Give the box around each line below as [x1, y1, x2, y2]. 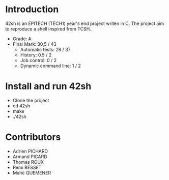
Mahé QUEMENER [12, 169, 51, 176]
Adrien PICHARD [12, 148, 48, 154]
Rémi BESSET [12, 164, 42, 170]
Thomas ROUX [12, 159, 44, 165]
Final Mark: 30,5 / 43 [12, 41, 57, 47]
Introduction [5, 4, 59, 15]
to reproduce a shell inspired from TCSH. [5, 25, 92, 32]
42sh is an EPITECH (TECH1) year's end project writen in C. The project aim [5, 20, 164, 26]
